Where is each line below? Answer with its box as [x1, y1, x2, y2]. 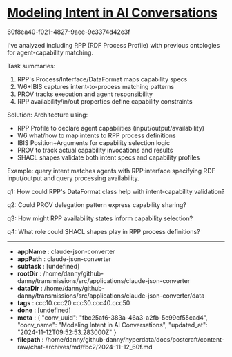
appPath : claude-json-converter [17, 254, 112, 263]
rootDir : [17, 269, 42, 278]
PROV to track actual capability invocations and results [17, 146, 173, 154]
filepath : [17, 335, 44, 343]
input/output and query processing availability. [7, 174, 139, 182]
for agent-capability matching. [7, 48, 94, 57]
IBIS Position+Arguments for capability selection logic [17, 138, 171, 146]
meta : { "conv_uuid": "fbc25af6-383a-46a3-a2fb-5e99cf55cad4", [17, 313, 209, 322]
